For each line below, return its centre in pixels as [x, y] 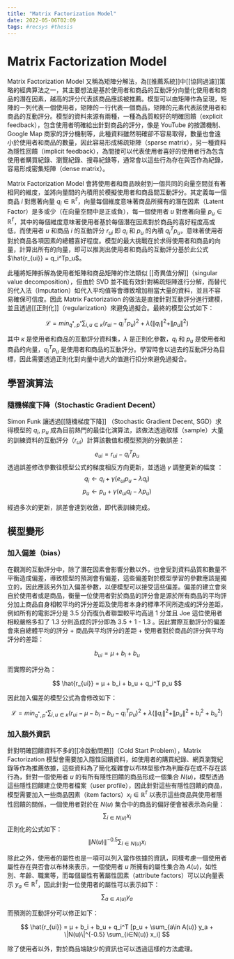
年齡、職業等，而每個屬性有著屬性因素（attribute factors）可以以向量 [118, 875]
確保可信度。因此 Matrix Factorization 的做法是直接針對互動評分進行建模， [119, 299]
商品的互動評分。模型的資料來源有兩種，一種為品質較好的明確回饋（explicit [115, 117]
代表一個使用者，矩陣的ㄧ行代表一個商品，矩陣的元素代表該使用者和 [129, 108]
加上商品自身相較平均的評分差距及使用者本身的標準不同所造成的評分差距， [120, 604]
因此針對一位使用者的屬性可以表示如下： [102, 884]
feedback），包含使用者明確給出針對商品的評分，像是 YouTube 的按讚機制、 [116, 125]
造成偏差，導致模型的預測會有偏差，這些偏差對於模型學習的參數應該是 [120, 578]
